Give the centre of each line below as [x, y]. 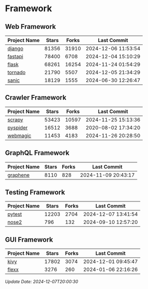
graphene [19, 175]
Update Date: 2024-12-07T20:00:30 [42, 282]
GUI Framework [29, 239]
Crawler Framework [36, 98]
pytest [15, 214]
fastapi [15, 56]
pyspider [18, 128]
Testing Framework [35, 192]
